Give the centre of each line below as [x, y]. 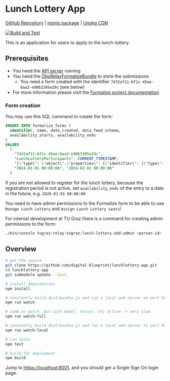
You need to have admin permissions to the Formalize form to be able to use [85, 203]
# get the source [24, 261]
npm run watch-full [26, 317]
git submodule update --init [36, 274]
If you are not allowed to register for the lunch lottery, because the [74, 183]
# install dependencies [30, 284]
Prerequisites [27, 59]
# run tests [18, 339]
